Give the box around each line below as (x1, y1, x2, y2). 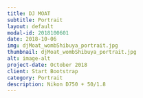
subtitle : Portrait (7, 17, 63, 23)
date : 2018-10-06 (7, 36, 57, 43)
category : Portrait (7, 74, 63, 81)
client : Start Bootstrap (7, 68, 78, 75)
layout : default (7, 23, 54, 30)
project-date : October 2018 (7, 61, 88, 68)
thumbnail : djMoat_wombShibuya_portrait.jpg (7, 49, 137, 56)
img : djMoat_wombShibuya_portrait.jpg (7, 42, 118, 49)
